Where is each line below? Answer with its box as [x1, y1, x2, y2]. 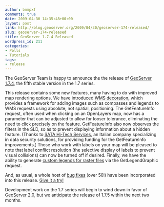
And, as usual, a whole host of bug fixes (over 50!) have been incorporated [5, 172, 156, 178]
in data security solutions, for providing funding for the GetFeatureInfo [5, 137, 146, 142]
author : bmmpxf [5, 7, 36, 12]
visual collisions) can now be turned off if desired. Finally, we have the [5, 152, 146, 158]
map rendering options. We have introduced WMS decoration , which [5, 95, 143, 101]
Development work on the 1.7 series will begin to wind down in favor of [5, 187, 147, 193]
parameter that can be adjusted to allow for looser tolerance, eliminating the [5, 116, 158, 122]
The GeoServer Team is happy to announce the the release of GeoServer [5, 75, 152, 81]
